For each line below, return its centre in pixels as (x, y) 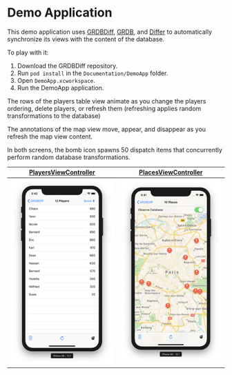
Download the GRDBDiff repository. (67, 65)
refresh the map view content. (50, 136)
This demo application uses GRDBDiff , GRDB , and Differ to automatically (110, 32)
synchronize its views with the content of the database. (86, 39)
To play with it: (28, 52)
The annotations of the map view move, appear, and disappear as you (106, 129)
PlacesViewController (171, 172)
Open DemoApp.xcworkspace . (56, 80)
